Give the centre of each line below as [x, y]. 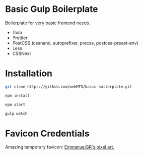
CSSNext [22, 53]
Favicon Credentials [47, 133]
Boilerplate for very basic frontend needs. [48, 23]
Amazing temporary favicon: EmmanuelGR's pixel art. [60, 147]
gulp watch [16, 113]
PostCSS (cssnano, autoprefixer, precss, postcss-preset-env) [75, 43]
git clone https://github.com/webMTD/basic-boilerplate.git [69, 87]
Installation [29, 74]
